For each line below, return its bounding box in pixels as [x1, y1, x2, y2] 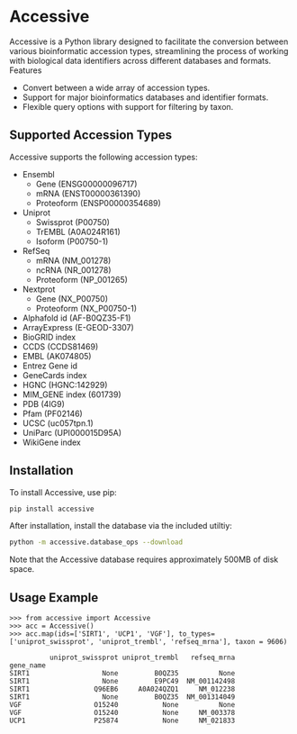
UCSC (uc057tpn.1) [22, 417, 94, 429]
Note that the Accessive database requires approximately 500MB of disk [9, 554, 279, 565]
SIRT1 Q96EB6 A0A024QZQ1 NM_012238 [9, 684, 236, 694]
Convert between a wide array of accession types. [22, 82, 211, 93]
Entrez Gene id [22, 360, 78, 371]
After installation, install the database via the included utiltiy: [9, 521, 232, 531]
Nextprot [22, 284, 56, 295]
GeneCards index [22, 369, 87, 380]
